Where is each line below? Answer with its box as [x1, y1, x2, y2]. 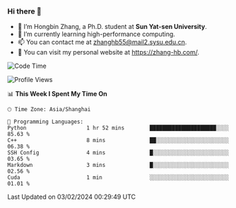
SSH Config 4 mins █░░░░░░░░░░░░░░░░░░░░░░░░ [7, 149, 230, 156]
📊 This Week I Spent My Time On [7, 90, 107, 98]
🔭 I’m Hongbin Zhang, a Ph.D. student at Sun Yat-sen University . [17, 23, 207, 31]
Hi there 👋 [7, 6, 42, 16]
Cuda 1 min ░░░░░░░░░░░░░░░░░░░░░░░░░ [7, 174, 230, 181]
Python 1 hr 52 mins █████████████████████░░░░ [7, 125, 230, 132]
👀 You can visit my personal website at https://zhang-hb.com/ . [17, 48, 200, 57]
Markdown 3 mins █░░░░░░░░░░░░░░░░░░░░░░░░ [7, 162, 230, 169]
